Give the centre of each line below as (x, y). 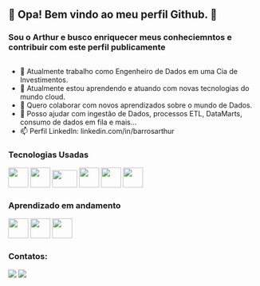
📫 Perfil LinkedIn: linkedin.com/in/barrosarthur (97, 131)
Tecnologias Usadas (49, 155)
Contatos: (28, 257)
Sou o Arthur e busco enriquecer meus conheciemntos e (120, 37)
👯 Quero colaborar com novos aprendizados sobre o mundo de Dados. (136, 105)
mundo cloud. (43, 96)
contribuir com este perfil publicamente (87, 47)
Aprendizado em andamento (65, 206)
